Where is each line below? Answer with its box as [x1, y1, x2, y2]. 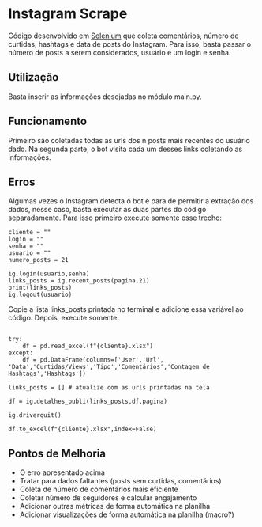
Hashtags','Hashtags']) [8, 370, 87, 378]
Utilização [8, 70, 59, 84]
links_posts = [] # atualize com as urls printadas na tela [8, 384, 211, 392]
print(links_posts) [8, 284, 73, 292]
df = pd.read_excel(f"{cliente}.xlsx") [22, 342, 154, 351]
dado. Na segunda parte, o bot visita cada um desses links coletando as [8, 144, 243, 154]
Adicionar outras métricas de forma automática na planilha [19, 502, 211, 511]
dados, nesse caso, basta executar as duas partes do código [8, 205, 207, 214]
